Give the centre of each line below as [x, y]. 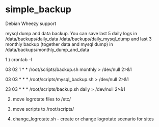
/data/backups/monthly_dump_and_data [47, 49]
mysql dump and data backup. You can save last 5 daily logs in [71, 33]
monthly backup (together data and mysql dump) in [59, 44]
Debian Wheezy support [31, 23]
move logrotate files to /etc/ [42, 99]
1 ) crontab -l [19, 59]
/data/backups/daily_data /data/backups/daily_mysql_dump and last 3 [78, 39]
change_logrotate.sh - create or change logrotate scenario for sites [83, 119]
